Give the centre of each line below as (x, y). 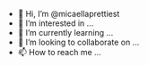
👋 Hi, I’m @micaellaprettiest (69, 14)
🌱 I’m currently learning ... (65, 33)
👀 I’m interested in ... (56, 23)
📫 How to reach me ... (59, 52)
